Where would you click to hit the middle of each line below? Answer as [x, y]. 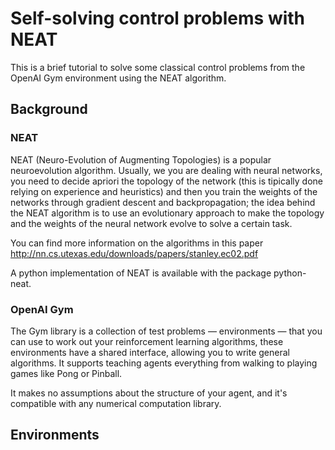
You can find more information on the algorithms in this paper [137, 243]
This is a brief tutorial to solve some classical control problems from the [158, 67]
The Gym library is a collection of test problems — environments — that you [166, 331]
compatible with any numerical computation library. [116, 403]
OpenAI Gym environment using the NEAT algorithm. [118, 78]
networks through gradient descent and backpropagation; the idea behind [163, 202]
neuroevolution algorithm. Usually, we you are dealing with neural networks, [166, 170]
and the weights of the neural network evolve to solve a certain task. [151, 223]
